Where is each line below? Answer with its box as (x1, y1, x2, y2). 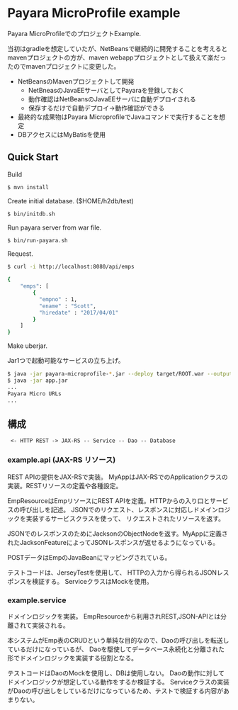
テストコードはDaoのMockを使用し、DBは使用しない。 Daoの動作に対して (7, 668, 225, 677)
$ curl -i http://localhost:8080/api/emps (7, 264, 135, 271)
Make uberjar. (7, 342, 48, 350)
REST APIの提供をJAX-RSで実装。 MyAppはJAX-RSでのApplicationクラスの (7, 473, 228, 481)
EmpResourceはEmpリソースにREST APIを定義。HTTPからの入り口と (7, 496, 210, 505)
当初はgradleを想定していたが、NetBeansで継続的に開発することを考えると (7, 44, 228, 52)
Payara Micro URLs (7, 390, 62, 398)
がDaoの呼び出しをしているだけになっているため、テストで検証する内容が (7, 686, 224, 695)
